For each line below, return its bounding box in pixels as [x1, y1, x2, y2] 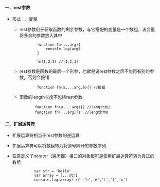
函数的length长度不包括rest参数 [19, 94, 83, 100]
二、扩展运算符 [5, 120, 35, 126]
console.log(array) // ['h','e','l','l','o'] [34, 177, 128, 182]
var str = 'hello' [34, 169, 71, 174]
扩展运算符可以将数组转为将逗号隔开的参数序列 [12, 143, 106, 149]
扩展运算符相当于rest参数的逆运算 [12, 133, 80, 138]
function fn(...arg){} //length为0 [35, 110, 108, 115]
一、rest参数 [5, 4, 31, 10]
